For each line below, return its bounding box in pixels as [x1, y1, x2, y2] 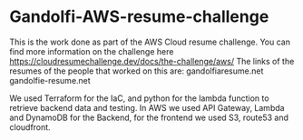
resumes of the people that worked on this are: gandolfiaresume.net [9, 65, 264, 76]
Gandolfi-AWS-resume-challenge [9, 6, 269, 27]
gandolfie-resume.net [9, 75, 91, 85]
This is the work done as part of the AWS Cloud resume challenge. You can [9, 36, 290, 47]
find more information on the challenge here [9, 45, 174, 56]
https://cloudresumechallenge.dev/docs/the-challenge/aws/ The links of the [9, 55, 295, 66]
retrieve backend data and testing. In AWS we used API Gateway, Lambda [9, 102, 285, 113]
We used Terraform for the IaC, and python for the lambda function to [9, 93, 269, 104]
